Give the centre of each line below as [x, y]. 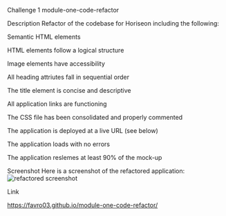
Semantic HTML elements [44, 37]
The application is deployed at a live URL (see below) [83, 130]
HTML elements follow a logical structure [66, 50]
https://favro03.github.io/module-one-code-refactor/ [83, 205]
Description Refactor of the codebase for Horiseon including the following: [113, 23]
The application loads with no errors [59, 144]
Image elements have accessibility [56, 64]
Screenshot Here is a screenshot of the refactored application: [96, 171]
